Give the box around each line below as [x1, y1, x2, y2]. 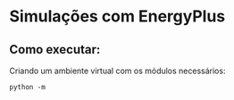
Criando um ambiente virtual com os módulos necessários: [9, 65, 226, 76]
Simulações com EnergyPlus [9, 6, 226, 27]
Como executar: [9, 42, 101, 57]
